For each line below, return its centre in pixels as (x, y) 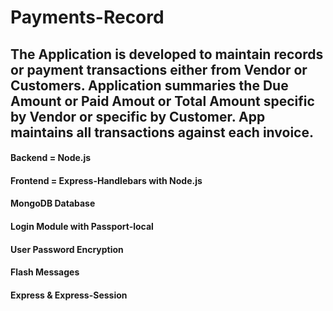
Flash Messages (45, 272)
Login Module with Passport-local (82, 226)
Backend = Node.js (51, 158)
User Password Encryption (67, 249)
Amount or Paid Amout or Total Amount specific (162, 101)
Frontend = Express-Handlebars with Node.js (106, 180)
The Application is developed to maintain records (167, 54)
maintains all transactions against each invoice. (162, 132)
